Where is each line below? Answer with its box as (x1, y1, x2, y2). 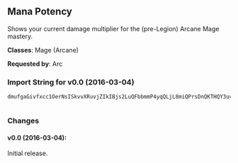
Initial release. (7, 149, 48, 158)
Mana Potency (7, 6, 72, 18)
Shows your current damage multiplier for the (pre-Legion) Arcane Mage (7, 24, 220, 33)
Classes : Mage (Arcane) (7, 45, 79, 54)
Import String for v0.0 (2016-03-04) (7, 77, 135, 87)
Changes (7, 116, 40, 126)
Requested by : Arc (7, 60, 63, 68)
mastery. (7, 32, 33, 40)
